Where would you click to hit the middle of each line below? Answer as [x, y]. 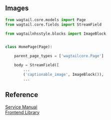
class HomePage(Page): [29, 47]
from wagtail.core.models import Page [45, 20]
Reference [22, 95]
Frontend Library [22, 112]
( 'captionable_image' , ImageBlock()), [63, 74]
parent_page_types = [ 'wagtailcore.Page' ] [59, 56]
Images [17, 8]
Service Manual [21, 107]
